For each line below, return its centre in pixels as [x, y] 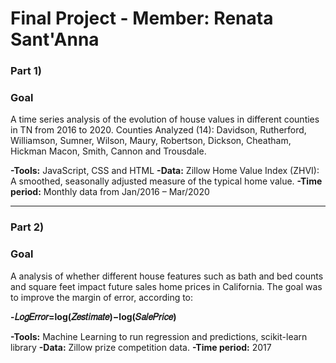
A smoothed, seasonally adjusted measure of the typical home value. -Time [166, 181]
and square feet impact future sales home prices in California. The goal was [166, 286]
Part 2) [27, 227]
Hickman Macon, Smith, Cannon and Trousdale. [108, 151]
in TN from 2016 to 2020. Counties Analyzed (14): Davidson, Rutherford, [158, 130]
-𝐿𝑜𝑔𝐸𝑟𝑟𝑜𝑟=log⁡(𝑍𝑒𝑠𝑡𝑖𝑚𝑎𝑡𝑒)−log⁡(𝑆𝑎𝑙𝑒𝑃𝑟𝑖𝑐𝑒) [93, 316]
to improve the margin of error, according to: [102, 297]
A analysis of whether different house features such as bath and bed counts [167, 276]
